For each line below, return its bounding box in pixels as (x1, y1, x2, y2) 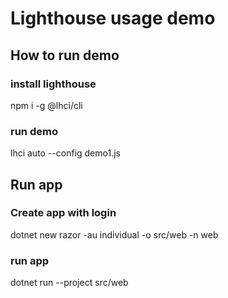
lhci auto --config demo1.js (10, 147, 121, 159)
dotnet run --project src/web (10, 277, 129, 289)
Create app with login (10, 206, 117, 220)
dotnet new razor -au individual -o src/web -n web (10, 228, 219, 241)
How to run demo (10, 47, 120, 64)
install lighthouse (10, 77, 97, 91)
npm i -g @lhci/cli (10, 99, 83, 111)
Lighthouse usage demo (10, 7, 216, 30)
